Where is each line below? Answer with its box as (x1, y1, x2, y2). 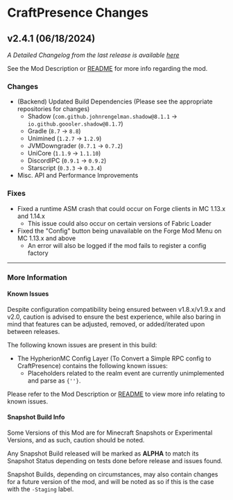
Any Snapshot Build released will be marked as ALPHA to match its (7, 449, 199, 458)
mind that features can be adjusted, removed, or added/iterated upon (7, 319, 205, 328)
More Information (7, 272, 67, 282)
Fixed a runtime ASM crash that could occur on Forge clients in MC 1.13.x (17, 204, 226, 212)
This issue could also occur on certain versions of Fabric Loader (27, 219, 212, 227)
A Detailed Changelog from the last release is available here (7, 51, 180, 59)
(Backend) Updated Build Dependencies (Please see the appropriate (17, 97, 213, 106)
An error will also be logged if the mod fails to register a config (27, 241, 207, 249)
